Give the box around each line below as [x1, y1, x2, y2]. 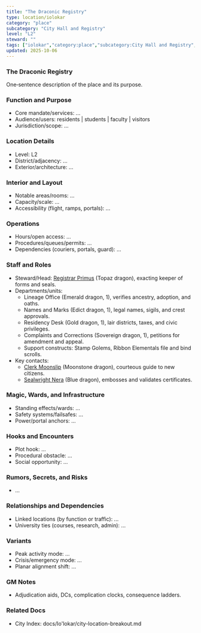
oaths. [23, 299, 40, 307]
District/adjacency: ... [14, 157, 68, 164]
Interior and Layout [6, 178, 63, 186]
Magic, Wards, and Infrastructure [6, 391, 105, 399]
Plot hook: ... [14, 446, 46, 453]
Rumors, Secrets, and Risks [6, 473, 88, 482]
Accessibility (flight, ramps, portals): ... [14, 204, 111, 212]
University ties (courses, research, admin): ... [14, 521, 126, 529]
